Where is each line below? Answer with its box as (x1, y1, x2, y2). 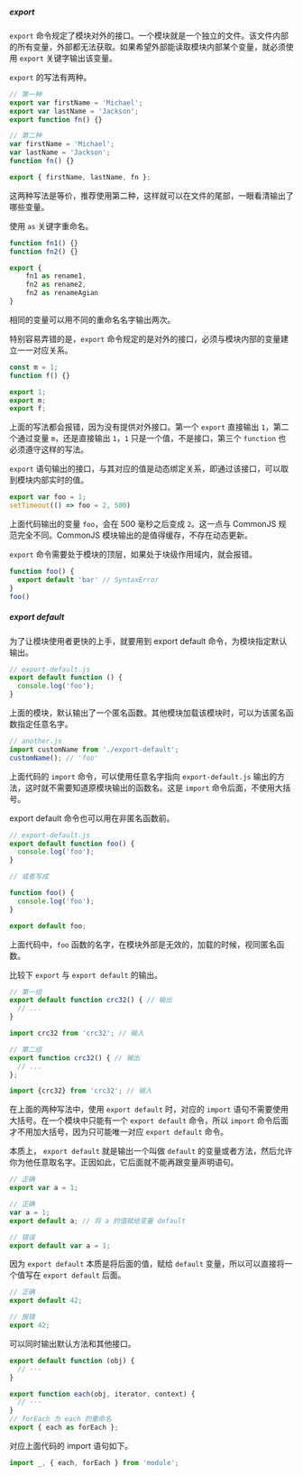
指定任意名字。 (16, 719, 73, 730)
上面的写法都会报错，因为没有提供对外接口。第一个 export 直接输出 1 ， (9, 421, 273, 432)
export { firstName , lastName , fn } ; (9, 172, 151, 181)
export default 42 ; (9, 1296, 83, 1305)
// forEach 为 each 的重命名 (9, 1415, 113, 1424)
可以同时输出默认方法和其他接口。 (9, 1338, 136, 1349)
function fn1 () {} (9, 238, 78, 247)
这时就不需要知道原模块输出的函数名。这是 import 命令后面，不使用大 (24, 782, 283, 793)
